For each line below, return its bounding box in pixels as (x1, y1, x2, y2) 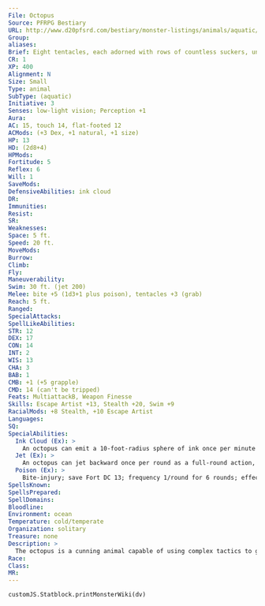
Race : (8, 554, 26, 563)
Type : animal (8, 84, 51, 93)
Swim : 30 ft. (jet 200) (8, 283, 87, 291)
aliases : (8, 41, 37, 49)
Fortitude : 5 (8, 159, 51, 166)
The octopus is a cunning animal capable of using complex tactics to (15, 547, 252, 555)
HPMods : (8, 151, 34, 159)
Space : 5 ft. (8, 232, 51, 240)
